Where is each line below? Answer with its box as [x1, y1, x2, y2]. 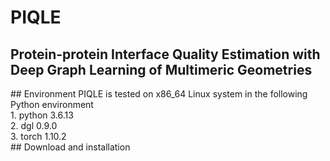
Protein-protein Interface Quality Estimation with [10, 46, 321, 63]
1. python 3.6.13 [10, 109, 74, 121]
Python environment [10, 99, 94, 110]
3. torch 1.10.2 [10, 131, 67, 142]
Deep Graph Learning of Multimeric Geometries [10, 61, 313, 78]
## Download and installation [10, 141, 131, 153]
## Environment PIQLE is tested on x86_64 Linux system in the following [10, 88, 308, 100]
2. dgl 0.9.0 [10, 120, 58, 131]
